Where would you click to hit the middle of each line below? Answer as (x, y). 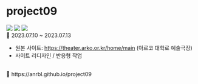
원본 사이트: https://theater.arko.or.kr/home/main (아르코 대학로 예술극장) (104, 47)
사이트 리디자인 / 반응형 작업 (49, 55)
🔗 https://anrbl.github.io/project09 (49, 74)
